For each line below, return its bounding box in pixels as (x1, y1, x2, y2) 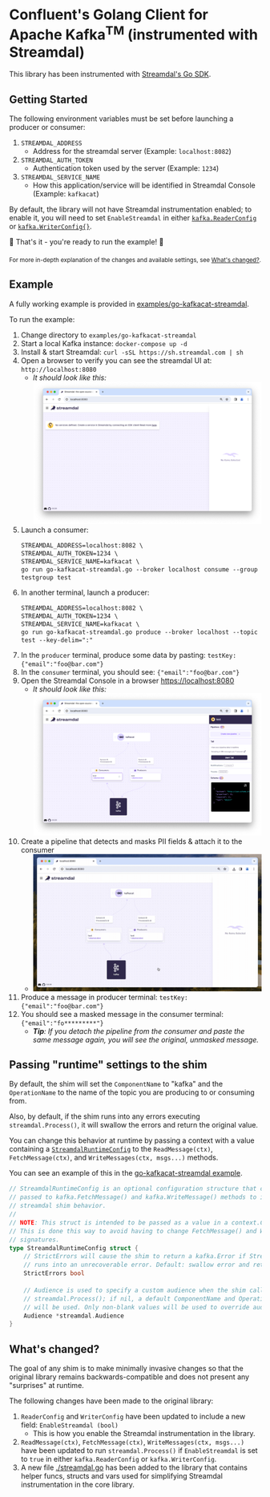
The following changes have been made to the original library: (9, 1396, 214, 1406)
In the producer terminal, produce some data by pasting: (20, 650, 207, 660)
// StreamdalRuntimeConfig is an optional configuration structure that (9, 1184, 257, 1193)
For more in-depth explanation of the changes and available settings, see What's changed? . (9, 256, 261, 264)
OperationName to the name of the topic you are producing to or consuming (9, 1087, 255, 1097)
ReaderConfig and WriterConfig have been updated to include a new (20, 1412, 246, 1422)
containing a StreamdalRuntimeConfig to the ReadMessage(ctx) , (9, 1144, 213, 1154)
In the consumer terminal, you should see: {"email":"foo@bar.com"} (20, 667, 240, 676)
